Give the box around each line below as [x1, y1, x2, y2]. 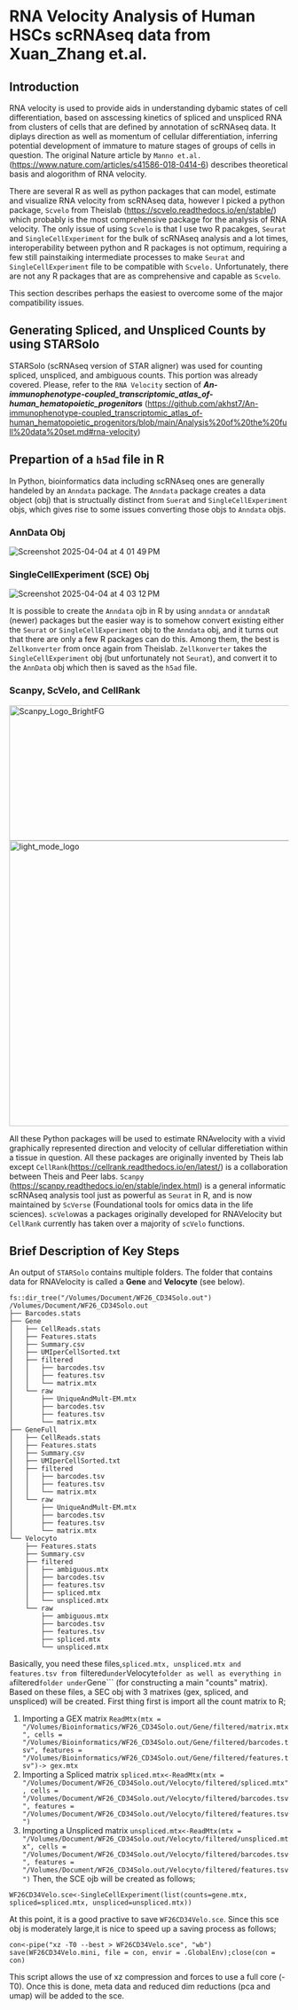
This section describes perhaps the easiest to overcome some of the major [9, 288, 284, 298]
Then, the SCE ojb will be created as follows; [32, 1873, 196, 1884]
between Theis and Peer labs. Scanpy [9, 1171, 145, 1182]
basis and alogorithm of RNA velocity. [9, 169, 147, 179]
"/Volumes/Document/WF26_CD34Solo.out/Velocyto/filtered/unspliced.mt [21, 1834, 289, 1844]
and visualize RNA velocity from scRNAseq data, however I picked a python [9, 195, 286, 206]
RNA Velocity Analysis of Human [9, 6, 255, 27]
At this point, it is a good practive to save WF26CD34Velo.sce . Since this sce [9, 1914, 279, 1925]
